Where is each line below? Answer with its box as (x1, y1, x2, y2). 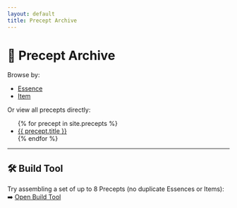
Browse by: (7, 71, 40, 79)
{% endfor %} (17, 134, 59, 143)
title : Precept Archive (7, 17, 78, 24)
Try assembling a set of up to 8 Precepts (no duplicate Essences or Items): (7, 185, 224, 193)
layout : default (7, 10, 55, 18)
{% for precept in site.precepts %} (17, 120, 118, 128)
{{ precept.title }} (17, 127, 67, 135)
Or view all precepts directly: (7, 105, 91, 114)
